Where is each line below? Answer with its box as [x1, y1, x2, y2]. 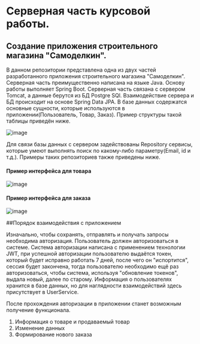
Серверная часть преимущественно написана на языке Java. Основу [6, 79, 185, 86]
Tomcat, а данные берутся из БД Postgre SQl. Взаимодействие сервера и [6, 92, 195, 99]
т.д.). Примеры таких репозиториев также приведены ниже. [6, 153, 160, 161]
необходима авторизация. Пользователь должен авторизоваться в [6, 238, 178, 245]
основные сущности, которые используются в [6, 105, 125, 112]
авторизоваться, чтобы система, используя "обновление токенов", [6, 269, 178, 277]
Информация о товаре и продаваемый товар [14, 318, 130, 325]
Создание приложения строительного [6, 41, 158, 51]
